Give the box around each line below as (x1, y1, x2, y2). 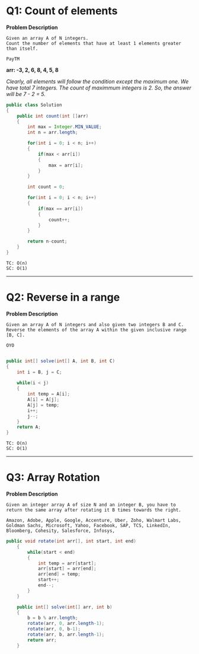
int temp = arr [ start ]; (37, 560, 97, 566)
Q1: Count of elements (6, 4, 118, 18)
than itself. (6, 46, 38, 52)
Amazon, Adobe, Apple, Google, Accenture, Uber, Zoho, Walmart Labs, (6, 518, 182, 524)
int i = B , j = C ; (17, 369, 62, 375)
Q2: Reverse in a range (6, 291, 120, 304)
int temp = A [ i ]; (27, 391, 70, 397)
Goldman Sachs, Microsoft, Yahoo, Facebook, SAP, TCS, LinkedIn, (6, 523, 171, 529)
